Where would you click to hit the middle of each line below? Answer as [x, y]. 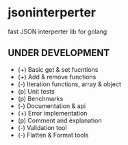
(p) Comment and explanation [60, 120]
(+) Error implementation [52, 113]
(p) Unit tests [36, 91]
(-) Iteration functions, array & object [69, 84]
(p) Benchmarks [40, 98]
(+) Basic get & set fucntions [58, 69]
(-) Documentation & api [52, 106]
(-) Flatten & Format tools [53, 135]
